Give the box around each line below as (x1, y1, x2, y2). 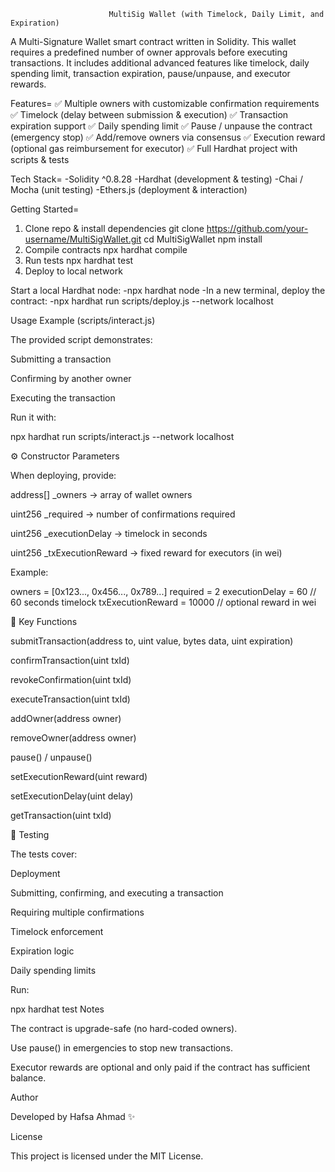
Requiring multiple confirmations (10, 906, 145, 918)
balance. (10, 1072, 47, 1084)
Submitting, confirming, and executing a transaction (10, 887, 224, 899)
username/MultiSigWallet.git (24, 233, 142, 245)
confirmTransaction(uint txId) (10, 655, 130, 666)
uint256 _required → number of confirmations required (10, 508, 236, 520)
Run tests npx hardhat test (24, 255, 134, 266)
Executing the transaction (10, 392, 116, 404)
